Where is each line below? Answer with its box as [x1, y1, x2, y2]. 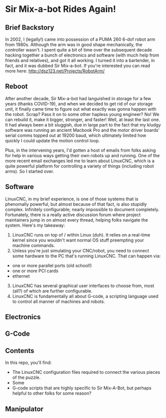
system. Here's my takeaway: [5, 222, 65, 228]
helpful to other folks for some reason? [12, 390, 91, 396]
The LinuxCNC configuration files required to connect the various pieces [12, 369, 161, 375]
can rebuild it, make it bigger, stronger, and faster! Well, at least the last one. [5, 117, 160, 122]
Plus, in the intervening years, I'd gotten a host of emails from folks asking [5, 147, 156, 153]
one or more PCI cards [12, 268, 58, 274]
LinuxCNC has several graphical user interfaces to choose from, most [12, 283, 155, 289]
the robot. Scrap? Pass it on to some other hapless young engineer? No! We [5, 111, 160, 117]
